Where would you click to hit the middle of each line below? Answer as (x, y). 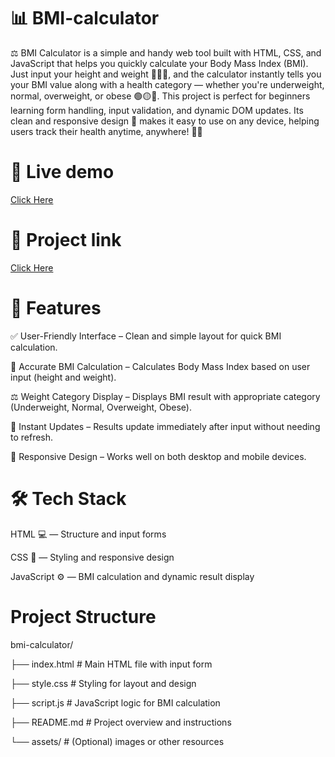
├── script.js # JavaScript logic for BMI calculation (115, 702)
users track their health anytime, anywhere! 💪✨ (106, 131)
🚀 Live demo (62, 172)
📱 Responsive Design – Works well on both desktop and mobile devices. (158, 456)
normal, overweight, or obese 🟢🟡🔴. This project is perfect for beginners (160, 96)
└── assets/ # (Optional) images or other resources (117, 741)
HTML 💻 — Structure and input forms (88, 534)
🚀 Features (56, 308)
